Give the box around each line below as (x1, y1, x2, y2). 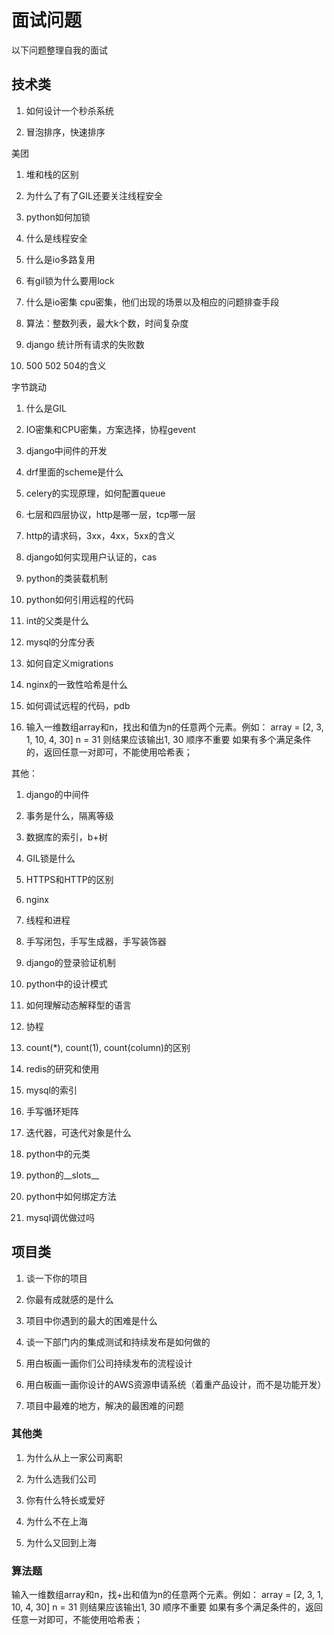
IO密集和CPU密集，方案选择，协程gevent (25, 423, 196, 435)
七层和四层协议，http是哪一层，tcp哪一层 (25, 508, 196, 520)
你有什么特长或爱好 (25, 1494, 106, 1506)
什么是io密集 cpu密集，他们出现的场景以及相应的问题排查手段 (25, 296, 280, 308)
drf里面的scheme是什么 (25, 466, 124, 478)
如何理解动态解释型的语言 (25, 999, 132, 1011)
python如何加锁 (25, 211, 91, 223)
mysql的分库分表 (25, 636, 96, 648)
